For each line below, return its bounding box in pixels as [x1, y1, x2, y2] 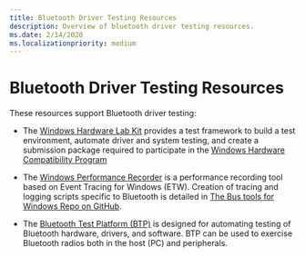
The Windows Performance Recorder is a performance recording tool [22, 172, 284, 183]
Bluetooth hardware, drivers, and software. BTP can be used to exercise [22, 228, 293, 239]
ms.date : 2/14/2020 [9, 30, 84, 39]
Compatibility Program [22, 154, 107, 165]
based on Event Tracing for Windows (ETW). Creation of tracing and [22, 182, 280, 193]
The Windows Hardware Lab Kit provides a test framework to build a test [22, 125, 296, 136]
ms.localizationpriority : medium [9, 38, 137, 48]
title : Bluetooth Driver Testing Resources [9, 13, 178, 23]
